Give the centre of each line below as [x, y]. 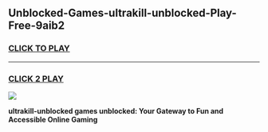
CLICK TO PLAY [39, 49]
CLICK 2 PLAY [36, 78]
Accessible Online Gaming [53, 119]
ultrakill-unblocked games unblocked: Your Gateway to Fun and [116, 110]
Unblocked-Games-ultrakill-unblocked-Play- [122, 13]
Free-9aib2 [37, 26]
